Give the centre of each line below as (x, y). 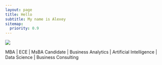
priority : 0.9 (24, 28)
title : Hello (19, 14)
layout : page (19, 10)
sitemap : (14, 24)
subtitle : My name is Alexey (35, 19)
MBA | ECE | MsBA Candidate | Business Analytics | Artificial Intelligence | (81, 52)
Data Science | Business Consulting (42, 57)
